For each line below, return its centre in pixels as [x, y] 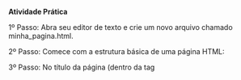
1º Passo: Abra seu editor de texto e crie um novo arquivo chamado [120, 27]
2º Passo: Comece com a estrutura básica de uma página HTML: [116, 51]
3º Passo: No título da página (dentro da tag [82, 67]
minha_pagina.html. [41, 36]
